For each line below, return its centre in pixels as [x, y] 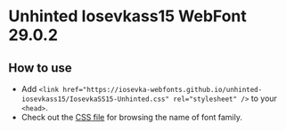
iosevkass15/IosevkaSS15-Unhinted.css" [95, 99]
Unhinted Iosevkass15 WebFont [127, 16]
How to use [40, 68]
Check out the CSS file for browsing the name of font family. [131, 117]
